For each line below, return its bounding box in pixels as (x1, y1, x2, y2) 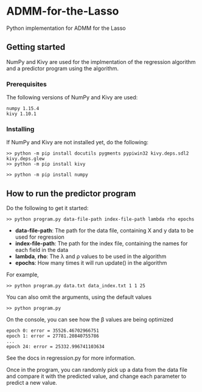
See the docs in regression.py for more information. (6, 354, 136, 362)
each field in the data (15, 247, 69, 254)
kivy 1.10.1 (6, 111, 37, 117)
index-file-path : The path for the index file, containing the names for (15, 240, 188, 247)
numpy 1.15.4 (6, 105, 40, 112)
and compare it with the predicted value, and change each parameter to (6, 373, 187, 380)
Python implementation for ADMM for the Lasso (6, 24, 126, 32)
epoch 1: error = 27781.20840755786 (6, 333, 99, 339)
